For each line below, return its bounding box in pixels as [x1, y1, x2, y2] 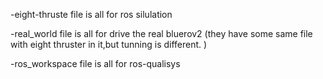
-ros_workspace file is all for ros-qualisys [10, 58, 181, 69]
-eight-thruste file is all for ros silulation [10, 9, 173, 20]
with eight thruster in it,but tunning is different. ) [10, 39, 208, 50]
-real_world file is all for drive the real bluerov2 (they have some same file [10, 28, 313, 39]
